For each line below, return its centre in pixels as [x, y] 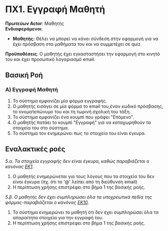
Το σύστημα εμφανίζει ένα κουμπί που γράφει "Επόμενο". [73, 117]
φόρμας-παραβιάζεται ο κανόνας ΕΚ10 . [47, 203]
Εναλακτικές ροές [35, 149]
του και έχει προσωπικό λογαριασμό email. [50, 59]
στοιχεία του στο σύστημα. [41, 127]
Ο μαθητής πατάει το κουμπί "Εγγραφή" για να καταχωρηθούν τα [82, 122]
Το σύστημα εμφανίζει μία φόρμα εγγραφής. [60, 101]
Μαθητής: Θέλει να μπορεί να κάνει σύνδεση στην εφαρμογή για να [85, 39]
